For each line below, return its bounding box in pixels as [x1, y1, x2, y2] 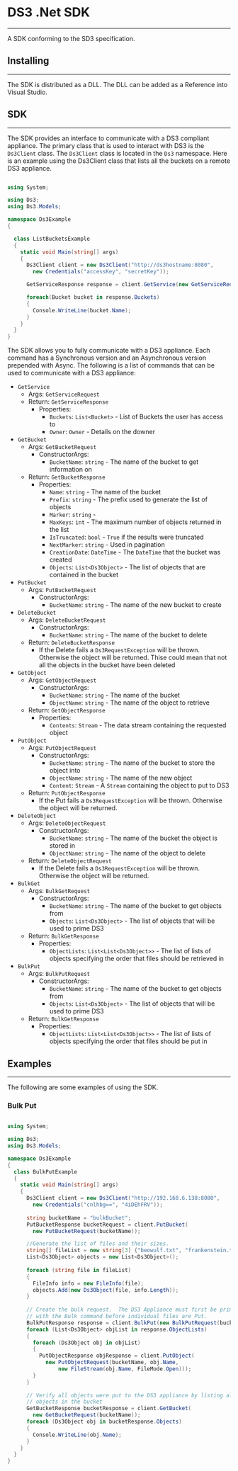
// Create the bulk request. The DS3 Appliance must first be [25, 1306, 217, 1314]
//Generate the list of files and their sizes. [25, 1240, 170, 1247]
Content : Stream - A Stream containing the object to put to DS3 [49, 781, 229, 790]
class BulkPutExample [13, 1168, 78, 1176]
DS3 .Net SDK [7, 4, 91, 21]
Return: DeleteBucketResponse [28, 638, 115, 647]
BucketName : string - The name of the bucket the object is [49, 834, 218, 843]
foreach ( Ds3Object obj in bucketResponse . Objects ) [25, 1418, 182, 1426]
